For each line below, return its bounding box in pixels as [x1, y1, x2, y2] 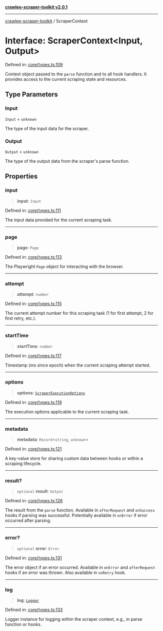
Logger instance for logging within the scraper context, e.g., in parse [5, 616, 143, 622]
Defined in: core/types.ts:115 [5, 301, 62, 306]
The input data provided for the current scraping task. [5, 217, 113, 223]
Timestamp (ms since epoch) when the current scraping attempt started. [5, 362, 150, 368]
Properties [5, 172, 38, 181]
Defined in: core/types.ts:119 [5, 399, 62, 405]
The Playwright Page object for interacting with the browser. [5, 263, 124, 269]
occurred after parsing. [5, 517, 51, 523]
